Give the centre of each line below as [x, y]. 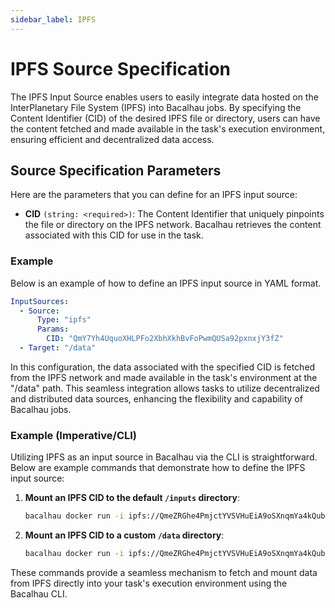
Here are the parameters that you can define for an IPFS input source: [154, 195]
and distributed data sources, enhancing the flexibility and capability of [156, 398]
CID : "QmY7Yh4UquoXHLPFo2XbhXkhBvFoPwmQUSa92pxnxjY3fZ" [165, 339]
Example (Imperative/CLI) [74, 435]
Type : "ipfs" [64, 320]
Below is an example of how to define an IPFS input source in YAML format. [166, 283]
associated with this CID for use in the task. [114, 235]
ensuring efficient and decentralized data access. [112, 139]
